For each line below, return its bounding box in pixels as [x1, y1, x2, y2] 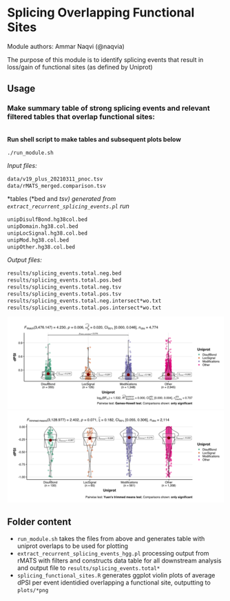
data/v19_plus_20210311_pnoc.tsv [7, 176, 103, 182]
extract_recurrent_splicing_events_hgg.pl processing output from [17, 549, 209, 557]
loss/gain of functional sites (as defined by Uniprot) [7, 63, 153, 71]
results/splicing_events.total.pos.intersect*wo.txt [7, 304, 162, 311]
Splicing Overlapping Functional [7, 5, 195, 21]
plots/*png [17, 587, 49, 593]
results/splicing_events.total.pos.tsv [7, 291, 122, 297]
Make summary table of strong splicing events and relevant [7, 103, 210, 113]
